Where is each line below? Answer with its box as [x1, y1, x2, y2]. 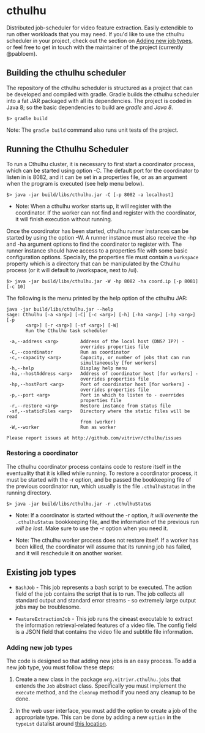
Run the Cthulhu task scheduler [25, 327, 108, 334]
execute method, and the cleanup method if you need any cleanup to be [15, 688, 196, 696]
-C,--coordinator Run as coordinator [9, 349, 130, 355]
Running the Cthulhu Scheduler [6, 144, 129, 154]
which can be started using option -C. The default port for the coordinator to [6, 167, 199, 174]
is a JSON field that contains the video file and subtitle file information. [15, 628, 193, 635]
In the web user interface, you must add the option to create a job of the [15, 707, 197, 714]
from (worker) [80, 419, 116, 425]
